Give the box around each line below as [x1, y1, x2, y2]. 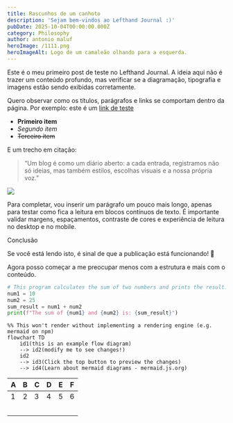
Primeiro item [17, 117, 58, 125]
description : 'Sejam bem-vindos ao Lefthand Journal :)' [7, 17, 175, 24]
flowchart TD [7, 335, 45, 342]
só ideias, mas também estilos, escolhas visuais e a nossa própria [24, 166, 213, 175]
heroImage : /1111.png [7, 42, 70, 49]
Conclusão [7, 236, 38, 244]
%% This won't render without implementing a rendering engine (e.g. [7, 322, 213, 329]
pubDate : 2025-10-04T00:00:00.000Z [7, 23, 110, 30]
